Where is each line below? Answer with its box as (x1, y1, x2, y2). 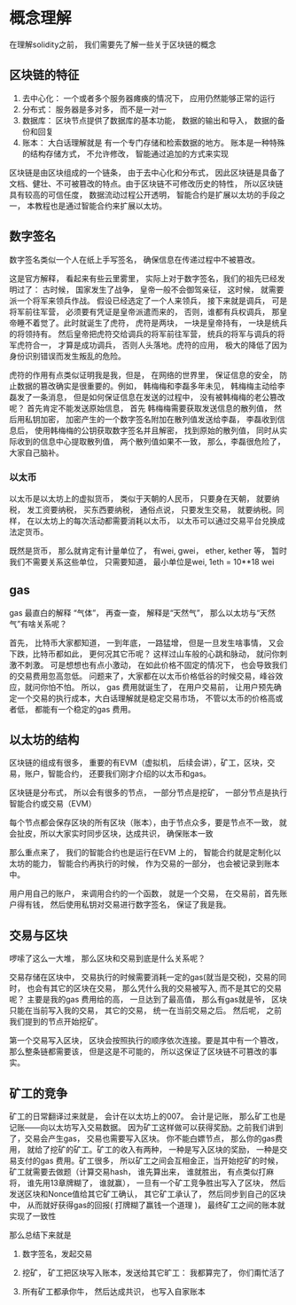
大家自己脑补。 (9, 447, 64, 458)
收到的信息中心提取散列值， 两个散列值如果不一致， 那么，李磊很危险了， (16, 436, 285, 446)
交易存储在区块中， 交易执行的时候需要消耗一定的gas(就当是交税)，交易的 (9, 972, 279, 983)
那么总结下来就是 (9, 1230, 72, 1240)
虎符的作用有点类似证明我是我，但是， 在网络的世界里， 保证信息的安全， (9, 369, 277, 380)
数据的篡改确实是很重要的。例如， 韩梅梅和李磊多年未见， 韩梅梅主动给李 (16, 381, 285, 391)
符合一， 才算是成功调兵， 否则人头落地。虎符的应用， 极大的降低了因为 (24, 339, 288, 350)
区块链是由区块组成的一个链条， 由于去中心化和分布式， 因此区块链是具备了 (9, 167, 285, 177)
